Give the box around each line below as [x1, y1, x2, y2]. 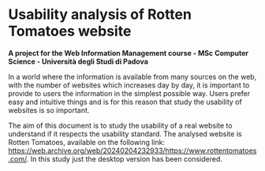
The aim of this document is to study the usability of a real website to [8, 121, 233, 130]
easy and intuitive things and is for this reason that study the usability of [8, 97, 242, 106]
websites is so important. [8, 105, 90, 115]
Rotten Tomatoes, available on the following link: [8, 137, 166, 147]
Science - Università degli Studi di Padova [8, 57, 148, 66]
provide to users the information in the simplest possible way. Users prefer [8, 88, 251, 98]
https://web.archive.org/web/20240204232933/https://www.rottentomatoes [8, 146, 257, 155]
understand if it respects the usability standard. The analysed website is [8, 128, 242, 139]
